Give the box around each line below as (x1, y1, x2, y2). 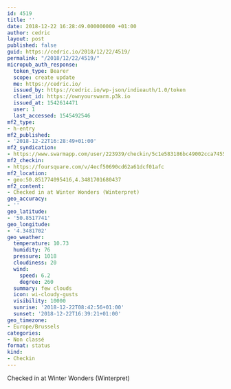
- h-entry (7, 125, 36, 132)
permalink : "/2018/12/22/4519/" (7, 55, 100, 62)
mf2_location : (7, 170, 48, 177)
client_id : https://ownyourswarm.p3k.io (13, 93, 131, 100)
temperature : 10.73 (13, 240, 69, 247)
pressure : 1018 (13, 253, 57, 260)
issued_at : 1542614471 (13, 100, 78, 107)
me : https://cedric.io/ (13, 80, 81, 87)
